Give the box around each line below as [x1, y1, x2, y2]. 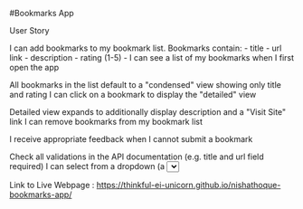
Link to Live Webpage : [9, 180, 95, 190]
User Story [9, 25, 50, 35]
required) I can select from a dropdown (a [9, 161, 166, 171]
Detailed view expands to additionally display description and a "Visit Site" [9, 107, 287, 117]
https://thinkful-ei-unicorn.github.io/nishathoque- [96, 180, 281, 190]
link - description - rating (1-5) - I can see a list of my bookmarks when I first [9, 52, 295, 62]
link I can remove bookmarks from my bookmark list [9, 117, 204, 127]
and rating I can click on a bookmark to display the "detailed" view [9, 90, 257, 100]
